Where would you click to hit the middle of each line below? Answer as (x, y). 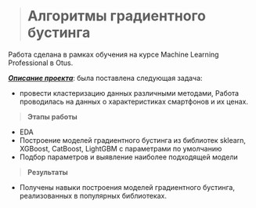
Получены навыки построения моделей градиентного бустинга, (127, 187)
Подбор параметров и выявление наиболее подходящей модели (128, 157)
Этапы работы (52, 116)
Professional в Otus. (41, 63)
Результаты (47, 172)
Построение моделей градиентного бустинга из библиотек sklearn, (133, 140)
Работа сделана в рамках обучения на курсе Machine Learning (114, 54)
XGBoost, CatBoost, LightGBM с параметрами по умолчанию (121, 148)
